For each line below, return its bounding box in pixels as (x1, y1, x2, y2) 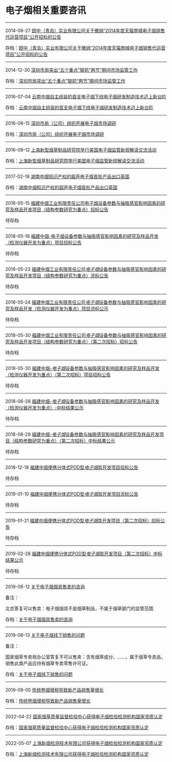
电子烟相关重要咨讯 (5, 5, 87, 16)
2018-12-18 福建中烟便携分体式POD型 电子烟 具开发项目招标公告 (5, 464, 138, 470)
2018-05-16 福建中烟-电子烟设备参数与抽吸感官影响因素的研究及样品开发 (5, 233, 159, 239)
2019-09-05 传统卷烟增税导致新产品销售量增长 (5, 687, 104, 693)
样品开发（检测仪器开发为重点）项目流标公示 (14, 305, 109, 311)
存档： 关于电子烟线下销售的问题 (5, 671, 73, 677)
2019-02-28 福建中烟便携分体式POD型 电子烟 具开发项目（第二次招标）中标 (5, 550, 163, 557)
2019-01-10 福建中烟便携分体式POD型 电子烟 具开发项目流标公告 (5, 491, 139, 497)
